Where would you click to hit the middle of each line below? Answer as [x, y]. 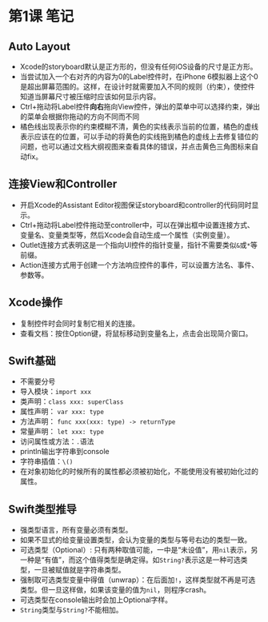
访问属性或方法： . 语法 [57, 441]
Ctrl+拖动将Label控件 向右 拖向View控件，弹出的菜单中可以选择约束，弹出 [140, 106]
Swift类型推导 [43, 509]
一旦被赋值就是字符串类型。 [80, 570]
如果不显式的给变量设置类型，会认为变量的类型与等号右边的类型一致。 [136, 540]
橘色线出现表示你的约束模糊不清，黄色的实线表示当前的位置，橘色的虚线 [139, 126]
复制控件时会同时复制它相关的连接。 [80, 323]
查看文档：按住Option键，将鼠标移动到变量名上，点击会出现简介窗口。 [136, 333]
